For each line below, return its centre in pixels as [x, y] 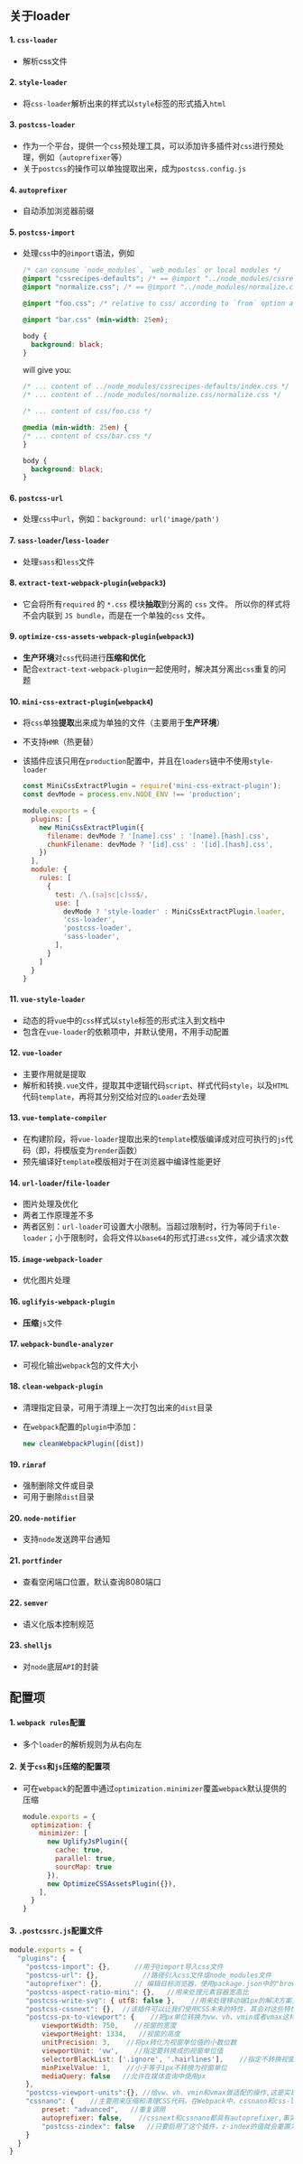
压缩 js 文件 [42, 1323]
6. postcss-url [36, 497]
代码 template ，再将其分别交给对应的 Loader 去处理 [114, 1096]
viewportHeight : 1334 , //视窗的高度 [111, 2034]
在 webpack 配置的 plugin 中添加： [80, 1427]
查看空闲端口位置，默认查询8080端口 [92, 1582]
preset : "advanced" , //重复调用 [104, 2110]
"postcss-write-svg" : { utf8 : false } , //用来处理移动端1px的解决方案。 [162, 2001]
